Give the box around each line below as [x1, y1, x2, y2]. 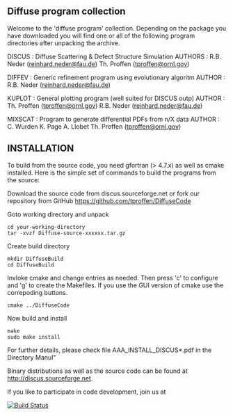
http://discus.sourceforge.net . [7, 374, 93, 382]
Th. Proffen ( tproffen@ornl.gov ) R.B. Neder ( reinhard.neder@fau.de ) [7, 101, 203, 110]
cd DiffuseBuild [7, 261, 54, 269]
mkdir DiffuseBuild [7, 255, 64, 262]
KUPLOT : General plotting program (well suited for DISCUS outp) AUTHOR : [7, 94, 225, 102]
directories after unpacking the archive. [7, 38, 120, 47]
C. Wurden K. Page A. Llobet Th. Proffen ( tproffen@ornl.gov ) [7, 122, 182, 131]
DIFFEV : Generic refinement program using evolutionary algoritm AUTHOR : [7, 73, 226, 81]
